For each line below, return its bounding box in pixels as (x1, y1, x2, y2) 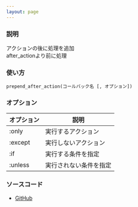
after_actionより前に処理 (6, 52, 67, 59)
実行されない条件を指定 (45, 161, 112, 169)
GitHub (14, 194, 33, 202)
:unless (9, 160, 30, 169)
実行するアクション (45, 127, 100, 136)
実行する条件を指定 (45, 149, 100, 158)
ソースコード (6, 181, 43, 189)
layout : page (6, 8, 39, 15)
